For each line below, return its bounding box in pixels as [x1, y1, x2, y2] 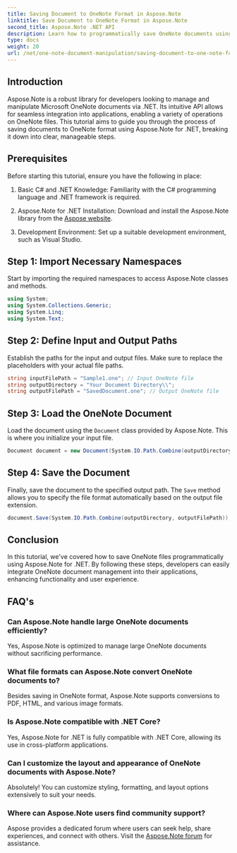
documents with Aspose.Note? [7, 767, 116, 777]
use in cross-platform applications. [7, 740, 109, 749]
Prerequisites [7, 153, 68, 165]
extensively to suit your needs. [7, 791, 97, 799]
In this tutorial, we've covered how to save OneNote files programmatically [7, 553, 224, 561]
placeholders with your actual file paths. [7, 361, 124, 370]
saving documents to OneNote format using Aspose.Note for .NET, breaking [7, 124, 229, 133]
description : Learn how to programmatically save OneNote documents [7, 30, 213, 37]
